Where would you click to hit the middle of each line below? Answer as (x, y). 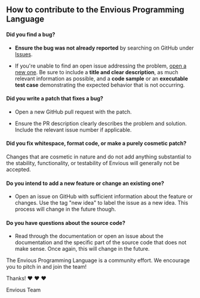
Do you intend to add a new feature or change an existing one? (85, 183)
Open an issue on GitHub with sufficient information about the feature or (104, 196)
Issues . (24, 54)
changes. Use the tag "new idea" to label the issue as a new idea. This (101, 203)
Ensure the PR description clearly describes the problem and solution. (101, 123)
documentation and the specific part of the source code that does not (101, 242)
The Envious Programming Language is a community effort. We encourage (98, 260)
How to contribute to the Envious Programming (95, 10)
